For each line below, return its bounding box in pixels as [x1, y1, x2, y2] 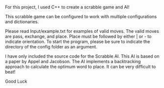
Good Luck [5, 78, 27, 84]
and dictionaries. [5, 19, 39, 24]
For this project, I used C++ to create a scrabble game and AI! [5, 4, 130, 10]
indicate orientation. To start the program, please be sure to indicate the [5, 39, 150, 44]
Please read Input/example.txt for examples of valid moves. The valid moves [5, 28, 159, 34]
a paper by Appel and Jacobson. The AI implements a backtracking [5, 59, 141, 64]
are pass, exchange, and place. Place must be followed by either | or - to [5, 34, 152, 39]
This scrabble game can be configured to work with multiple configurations [5, 14, 157, 19]
